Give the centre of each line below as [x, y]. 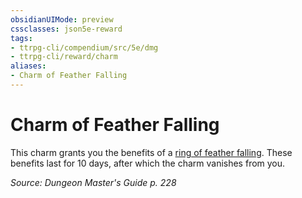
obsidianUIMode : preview [62, 19]
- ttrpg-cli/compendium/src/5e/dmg [84, 47]
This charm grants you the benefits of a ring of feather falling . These [151, 152]
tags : [21, 38]
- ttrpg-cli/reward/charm [64, 57]
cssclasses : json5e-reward [66, 29]
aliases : [28, 66]
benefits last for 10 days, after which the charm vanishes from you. [148, 163]
